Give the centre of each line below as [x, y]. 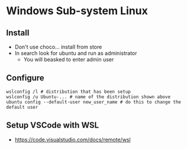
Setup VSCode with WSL [53, 125]
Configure [25, 78]
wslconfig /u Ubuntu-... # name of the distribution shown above [88, 97]
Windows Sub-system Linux [77, 11]
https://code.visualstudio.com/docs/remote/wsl [73, 140]
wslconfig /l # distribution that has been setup [69, 92]
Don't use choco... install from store [58, 47]
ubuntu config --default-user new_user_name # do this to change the [94, 102]
